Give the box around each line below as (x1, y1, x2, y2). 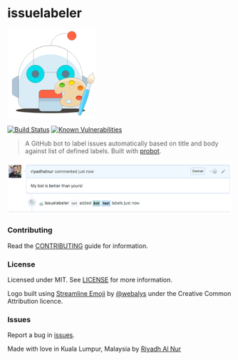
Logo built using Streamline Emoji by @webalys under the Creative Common (7, 289, 232, 298)
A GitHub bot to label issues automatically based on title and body (24, 139, 219, 148)
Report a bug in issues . (7, 331, 75, 339)
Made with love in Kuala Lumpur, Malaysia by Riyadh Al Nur (7, 344, 182, 354)
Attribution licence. (7, 297, 63, 306)
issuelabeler (7, 5, 82, 21)
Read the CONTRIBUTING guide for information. (7, 241, 148, 250)
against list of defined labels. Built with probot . (24, 146, 162, 155)
